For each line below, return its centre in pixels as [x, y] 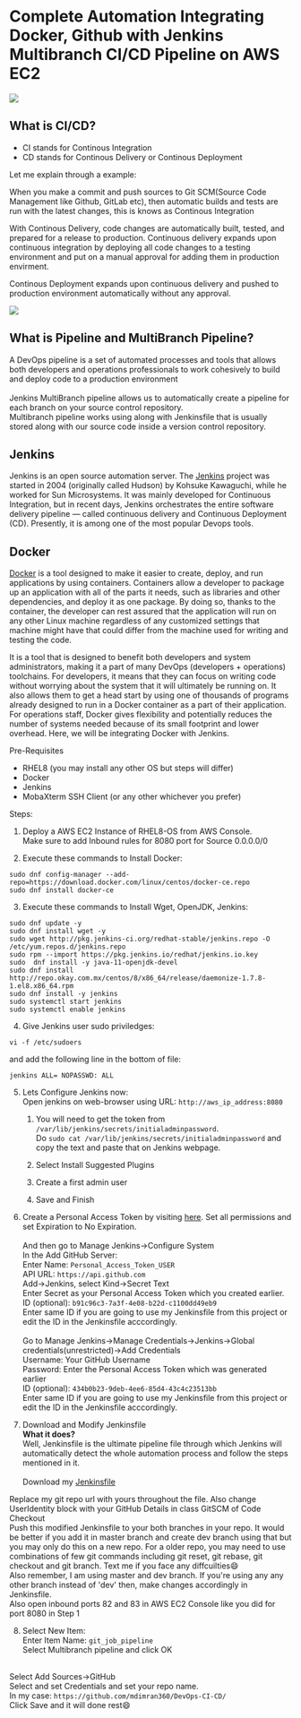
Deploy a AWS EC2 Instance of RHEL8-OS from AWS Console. [137, 831]
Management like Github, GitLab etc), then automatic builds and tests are [144, 201]
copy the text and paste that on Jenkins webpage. [128, 1147]
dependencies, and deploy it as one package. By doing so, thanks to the [142, 602]
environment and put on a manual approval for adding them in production [144, 256]
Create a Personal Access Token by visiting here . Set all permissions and [157, 1217]
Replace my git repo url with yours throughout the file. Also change [133, 1499]
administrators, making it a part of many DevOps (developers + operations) [148, 667]
